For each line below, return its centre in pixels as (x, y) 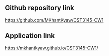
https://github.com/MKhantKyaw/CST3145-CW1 (54, 20)
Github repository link (40, 8)
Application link (30, 36)
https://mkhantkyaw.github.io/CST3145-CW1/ (52, 48)
